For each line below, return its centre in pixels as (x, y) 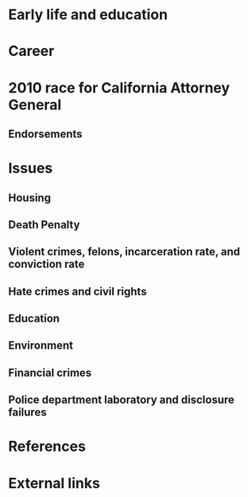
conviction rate (46, 264)
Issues (31, 168)
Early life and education (88, 15)
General (35, 105)
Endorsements (45, 134)
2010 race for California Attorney (119, 87)
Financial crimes (50, 373)
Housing (30, 197)
